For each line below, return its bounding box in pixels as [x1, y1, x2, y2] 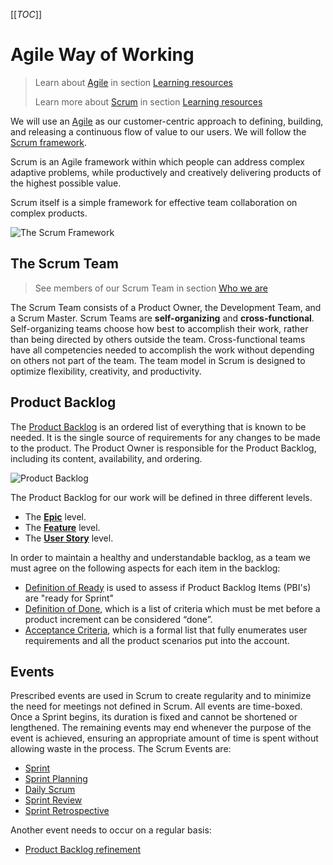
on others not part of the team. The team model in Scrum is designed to [10, 354, 306, 366]
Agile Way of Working [10, 44, 195, 66]
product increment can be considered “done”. [24, 613, 213, 625]
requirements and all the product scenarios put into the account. [24, 634, 290, 646]
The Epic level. [24, 510, 87, 523]
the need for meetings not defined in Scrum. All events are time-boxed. [10, 700, 303, 713]
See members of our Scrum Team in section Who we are [34, 282, 268, 294]
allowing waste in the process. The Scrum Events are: [10, 743, 232, 755]
